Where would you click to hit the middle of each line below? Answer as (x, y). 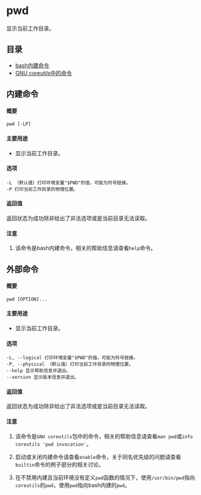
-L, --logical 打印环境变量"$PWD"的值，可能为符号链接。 (72, 358)
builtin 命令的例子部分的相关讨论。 (59, 464)
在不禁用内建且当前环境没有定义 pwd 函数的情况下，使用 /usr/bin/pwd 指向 (105, 477)
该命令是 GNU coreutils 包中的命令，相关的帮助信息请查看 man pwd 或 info (104, 436)
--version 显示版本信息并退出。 (43, 377)
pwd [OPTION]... (27, 299)
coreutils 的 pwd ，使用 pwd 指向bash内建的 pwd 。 (72, 485)
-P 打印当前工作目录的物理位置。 (42, 189)
